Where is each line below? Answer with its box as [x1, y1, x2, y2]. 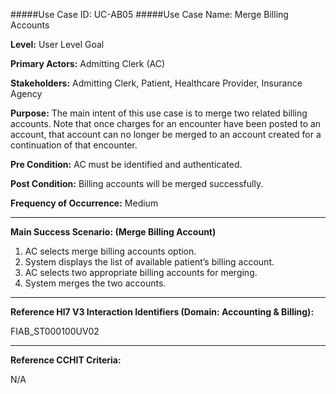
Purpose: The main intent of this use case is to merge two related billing [10, 107, 308, 119]
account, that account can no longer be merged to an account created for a [10, 129, 322, 140]
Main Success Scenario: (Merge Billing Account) [10, 226, 217, 238]
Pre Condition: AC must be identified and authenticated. [10, 159, 243, 170]
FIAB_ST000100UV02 [10, 325, 100, 337]
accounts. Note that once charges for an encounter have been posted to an [10, 118, 322, 129]
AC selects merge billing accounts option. [24, 245, 197, 257]
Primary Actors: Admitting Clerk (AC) [10, 58, 166, 69]
